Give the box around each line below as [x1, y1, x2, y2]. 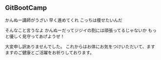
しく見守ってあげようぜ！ [13, 33, 65, 39]
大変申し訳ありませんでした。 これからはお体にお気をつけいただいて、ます [5, 43, 155, 49]
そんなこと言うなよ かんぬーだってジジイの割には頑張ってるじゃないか [5, 27, 147, 33]
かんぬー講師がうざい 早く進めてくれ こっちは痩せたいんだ [5, 17, 123, 23]
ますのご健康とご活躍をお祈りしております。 [5, 49, 94, 55]
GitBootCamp [5, 4, 47, 12]
